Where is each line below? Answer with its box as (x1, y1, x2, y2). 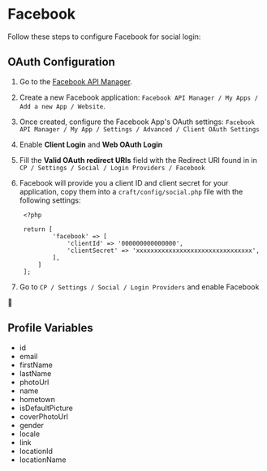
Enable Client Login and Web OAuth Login (19, 139, 163, 149)
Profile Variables (7, 321, 94, 335)
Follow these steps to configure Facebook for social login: (7, 32, 201, 41)
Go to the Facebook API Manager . (19, 76, 133, 86)
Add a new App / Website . (19, 101, 106, 110)
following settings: (19, 195, 81, 205)
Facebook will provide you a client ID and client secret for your (19, 178, 229, 187)
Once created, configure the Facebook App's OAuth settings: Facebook (19, 117, 256, 126)
